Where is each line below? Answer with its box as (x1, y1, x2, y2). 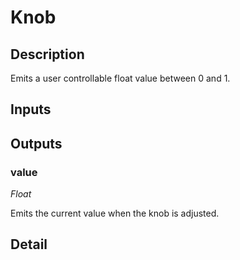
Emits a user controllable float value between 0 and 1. (10, 72, 231, 84)
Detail (10, 236, 48, 253)
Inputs (10, 101, 52, 118)
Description (10, 46, 85, 63)
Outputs (10, 135, 63, 152)
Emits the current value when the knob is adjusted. (10, 207, 220, 220)
